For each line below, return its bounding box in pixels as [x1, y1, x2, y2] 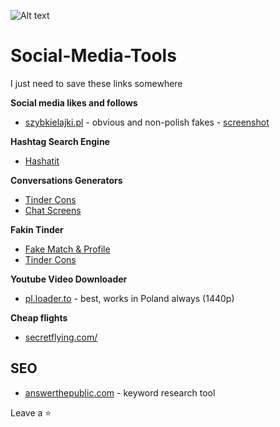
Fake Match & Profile [24, 243, 111, 255]
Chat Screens [24, 204, 82, 216]
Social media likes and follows [10, 96, 138, 109]
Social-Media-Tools [10, 45, 177, 67]
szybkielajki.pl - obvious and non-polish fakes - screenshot [24, 116, 270, 128]
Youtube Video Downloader [10, 273, 128, 285]
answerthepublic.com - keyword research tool [24, 386, 216, 399]
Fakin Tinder [10, 223, 64, 235]
